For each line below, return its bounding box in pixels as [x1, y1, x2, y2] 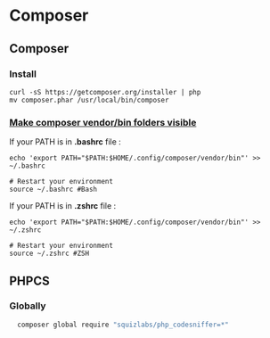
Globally [9, 300, 46, 312]
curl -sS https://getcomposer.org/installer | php [9, 87, 201, 96]
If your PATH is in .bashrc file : [9, 136, 122, 147]
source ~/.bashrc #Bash [9, 185, 98, 194]
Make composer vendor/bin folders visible [9, 116, 197, 128]
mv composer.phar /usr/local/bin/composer [9, 95, 169, 104]
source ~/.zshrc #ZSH [9, 249, 90, 259]
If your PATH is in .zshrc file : [9, 201, 117, 211]
